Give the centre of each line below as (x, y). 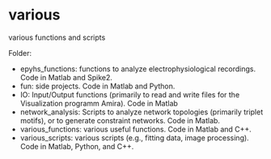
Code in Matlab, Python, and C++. (77, 146)
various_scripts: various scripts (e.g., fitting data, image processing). (134, 138)
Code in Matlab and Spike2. (66, 77)
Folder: (20, 53)
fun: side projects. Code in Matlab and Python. (97, 86)
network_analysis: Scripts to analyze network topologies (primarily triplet (142, 112)
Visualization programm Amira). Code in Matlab (99, 103)
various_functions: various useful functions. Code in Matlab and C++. (136, 129)
